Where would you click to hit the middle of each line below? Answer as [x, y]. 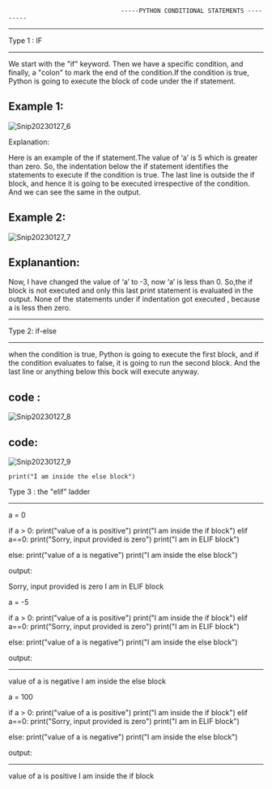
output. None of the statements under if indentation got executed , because [134, 299]
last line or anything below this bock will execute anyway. [104, 371]
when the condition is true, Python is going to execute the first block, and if [134, 354]
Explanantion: [44, 263]
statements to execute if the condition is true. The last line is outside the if [132, 174]
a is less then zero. [40, 308]
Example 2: [37, 218]
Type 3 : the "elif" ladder [49, 492]
